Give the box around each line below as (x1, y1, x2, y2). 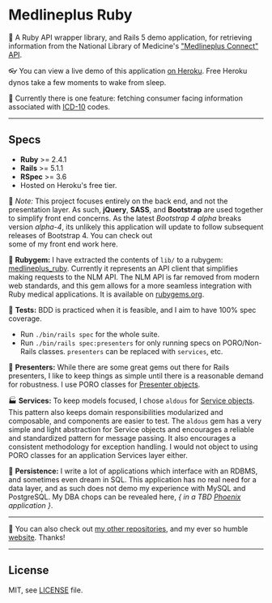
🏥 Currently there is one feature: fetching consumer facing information (8, 93, 243, 103)
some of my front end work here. (8, 239, 119, 249)
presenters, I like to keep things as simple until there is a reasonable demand (8, 370, 264, 380)
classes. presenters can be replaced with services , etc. (37, 346, 223, 356)
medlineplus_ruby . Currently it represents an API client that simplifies (8, 263, 239, 273)
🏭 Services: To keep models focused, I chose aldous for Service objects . (8, 396, 255, 405)
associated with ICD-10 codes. (8, 101, 111, 111)
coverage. (8, 314, 42, 323)
